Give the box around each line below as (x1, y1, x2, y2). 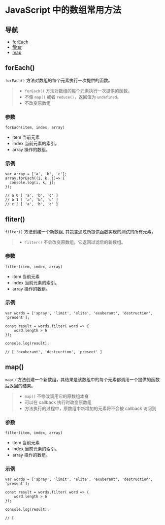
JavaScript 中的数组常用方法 (5, 4, 122, 16)
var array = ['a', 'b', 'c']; (5, 172, 67, 177)
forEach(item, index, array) (5, 125, 65, 130)
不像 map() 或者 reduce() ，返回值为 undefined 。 (24, 94, 122, 100)
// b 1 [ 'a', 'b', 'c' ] (5, 197, 58, 202)
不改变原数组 (24, 100, 51, 106)
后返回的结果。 (5, 382, 35, 389)
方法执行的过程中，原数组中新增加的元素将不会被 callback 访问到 (24, 405, 157, 411)
